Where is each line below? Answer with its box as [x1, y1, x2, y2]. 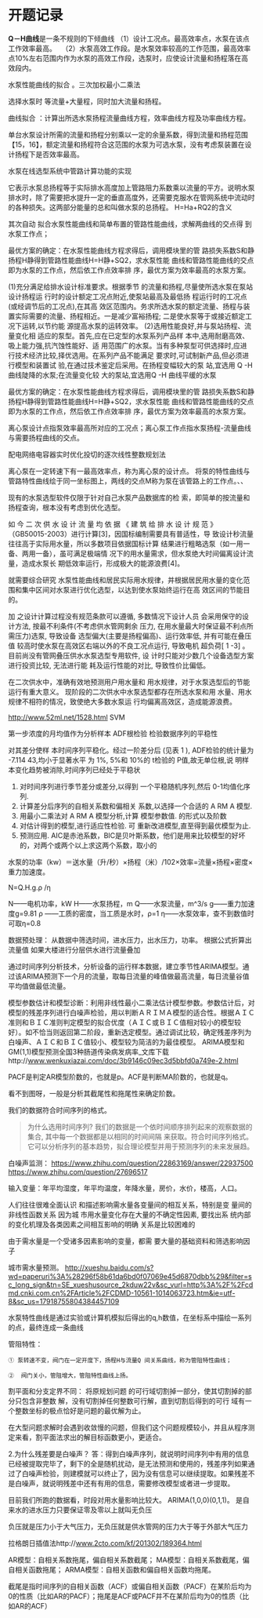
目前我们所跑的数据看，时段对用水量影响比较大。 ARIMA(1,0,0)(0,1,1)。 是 [8, 1495, 243, 1504]
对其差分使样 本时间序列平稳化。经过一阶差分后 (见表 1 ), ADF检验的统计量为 [8, 745, 254, 755]
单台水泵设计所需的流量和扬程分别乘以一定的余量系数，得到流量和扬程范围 [8, 129, 248, 139]
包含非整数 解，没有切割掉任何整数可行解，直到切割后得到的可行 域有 [21, 1396, 245, 1405]
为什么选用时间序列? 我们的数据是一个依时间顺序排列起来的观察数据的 [27, 1122, 253, 1132]
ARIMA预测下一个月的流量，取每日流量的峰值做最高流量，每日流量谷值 [21, 971, 250, 981]
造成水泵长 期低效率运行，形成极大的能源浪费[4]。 [21, 558, 185, 568]
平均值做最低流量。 [8, 981, 70, 990]
